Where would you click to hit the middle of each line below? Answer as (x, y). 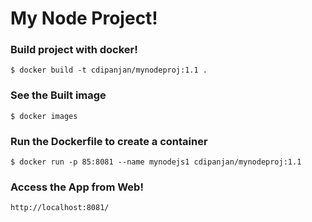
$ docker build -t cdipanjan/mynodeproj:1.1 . (109, 70)
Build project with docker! (74, 50)
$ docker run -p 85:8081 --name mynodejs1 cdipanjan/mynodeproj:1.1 (156, 162)
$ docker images (44, 116)
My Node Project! (84, 18)
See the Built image (58, 95)
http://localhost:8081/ (60, 208)
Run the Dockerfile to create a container (109, 141)
